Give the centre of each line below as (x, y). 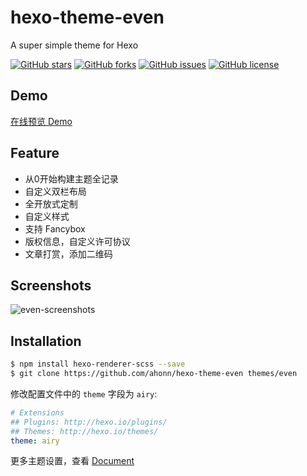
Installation (46, 341)
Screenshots (51, 285)
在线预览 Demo (41, 121)
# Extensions (37, 412)
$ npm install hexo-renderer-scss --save (98, 364)
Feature (35, 153)
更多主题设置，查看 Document (72, 461)
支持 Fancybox (55, 228)
